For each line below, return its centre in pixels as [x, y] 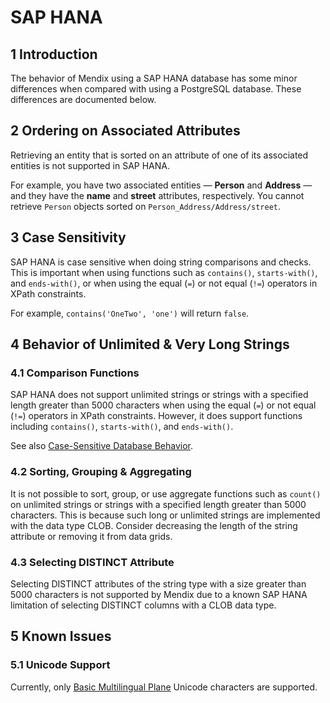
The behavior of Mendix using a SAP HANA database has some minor [154, 78]
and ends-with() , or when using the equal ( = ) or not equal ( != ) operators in [164, 283]
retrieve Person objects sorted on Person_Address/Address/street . [145, 206]
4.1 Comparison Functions [75, 373]
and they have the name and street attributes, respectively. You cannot [157, 195]
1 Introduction [54, 54]
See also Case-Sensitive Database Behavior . [102, 446]
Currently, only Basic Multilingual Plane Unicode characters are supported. [164, 687]
